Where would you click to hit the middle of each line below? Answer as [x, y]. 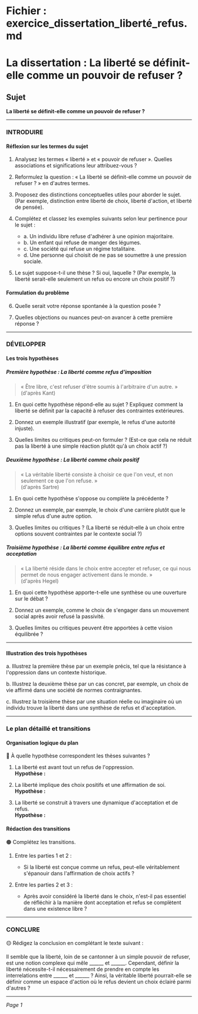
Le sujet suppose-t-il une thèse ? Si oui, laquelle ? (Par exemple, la [95, 273]
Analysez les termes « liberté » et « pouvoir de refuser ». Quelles [93, 159]
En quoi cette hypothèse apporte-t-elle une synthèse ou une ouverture [100, 592]
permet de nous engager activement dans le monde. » [86, 575]
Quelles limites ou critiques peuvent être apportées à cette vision [93, 628]
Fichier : [27, 11]
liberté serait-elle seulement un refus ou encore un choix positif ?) [95, 279]
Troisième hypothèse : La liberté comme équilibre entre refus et [85, 547]
